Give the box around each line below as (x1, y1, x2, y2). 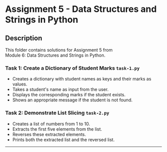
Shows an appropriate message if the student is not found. (12, 97, 133, 103)
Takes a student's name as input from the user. (12, 86, 109, 92)
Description (5, 34, 42, 42)
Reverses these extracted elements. (12, 131, 86, 137)
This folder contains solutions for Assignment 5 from (5, 47, 113, 53)
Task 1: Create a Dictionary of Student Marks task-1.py (5, 65, 140, 72)
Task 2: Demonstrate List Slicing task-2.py (5, 109, 109, 116)
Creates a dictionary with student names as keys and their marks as (12, 76, 152, 82)
